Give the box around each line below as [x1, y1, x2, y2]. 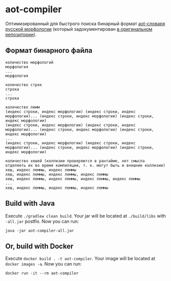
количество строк [5, 82, 42, 88]
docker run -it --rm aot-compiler [5, 271, 79, 276]
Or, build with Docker [5, 242, 74, 250]
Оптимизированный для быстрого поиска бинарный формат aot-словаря [5, 20, 165, 27]
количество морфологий [5, 60, 54, 65]
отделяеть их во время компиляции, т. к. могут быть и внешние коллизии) [5, 163, 166, 168]
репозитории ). [5, 31, 37, 37]
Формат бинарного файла [5, 46, 93, 55]
